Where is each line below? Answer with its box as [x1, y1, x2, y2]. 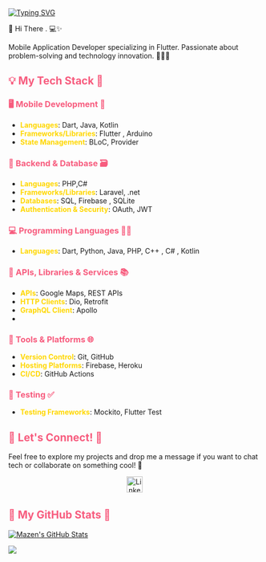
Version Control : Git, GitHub [19, 352, 115, 361]
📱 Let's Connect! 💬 [8, 430, 103, 444]
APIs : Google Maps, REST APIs [19, 288, 123, 298]
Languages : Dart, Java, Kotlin [19, 120, 119, 129]
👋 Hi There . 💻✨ [8, 24, 62, 33]
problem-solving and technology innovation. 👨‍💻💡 [8, 51, 171, 60]
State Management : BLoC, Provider [19, 136, 139, 147]
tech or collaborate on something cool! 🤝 [8, 460, 143, 470]
